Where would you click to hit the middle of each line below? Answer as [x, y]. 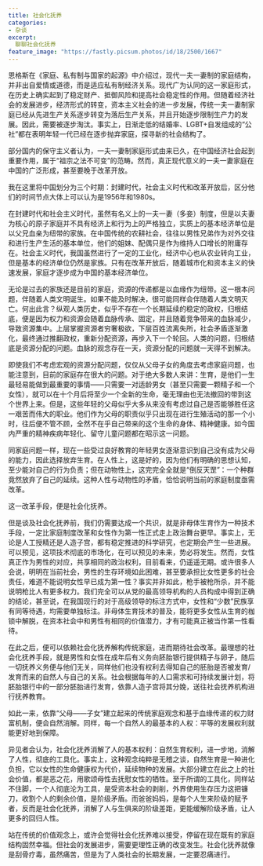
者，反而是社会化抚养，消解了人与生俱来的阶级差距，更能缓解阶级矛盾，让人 [131, 808]
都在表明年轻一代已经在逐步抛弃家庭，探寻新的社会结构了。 [114, 134]
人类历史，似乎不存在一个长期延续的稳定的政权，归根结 [159, 309]
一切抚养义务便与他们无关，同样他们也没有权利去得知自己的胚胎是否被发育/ [130, 667]
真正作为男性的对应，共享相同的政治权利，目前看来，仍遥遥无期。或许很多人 [131, 562]
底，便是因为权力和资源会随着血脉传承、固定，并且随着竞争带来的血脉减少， [131, 318]
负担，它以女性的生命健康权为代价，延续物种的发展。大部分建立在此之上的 [128, 769]
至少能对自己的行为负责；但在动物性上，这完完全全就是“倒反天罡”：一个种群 [131, 470]
